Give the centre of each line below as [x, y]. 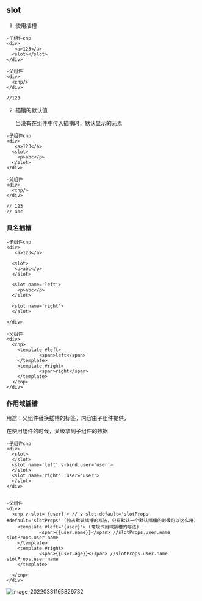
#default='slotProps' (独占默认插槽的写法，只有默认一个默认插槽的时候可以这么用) [101, 521]
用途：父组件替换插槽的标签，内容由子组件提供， [68, 418]
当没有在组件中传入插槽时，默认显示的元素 [69, 123]
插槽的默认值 [31, 110]
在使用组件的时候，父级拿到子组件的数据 [57, 431]
